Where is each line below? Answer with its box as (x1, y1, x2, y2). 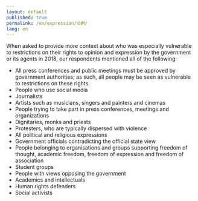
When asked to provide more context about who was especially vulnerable (6, 42, 192, 50)
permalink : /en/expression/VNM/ (6, 20, 88, 26)
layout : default (6, 8, 47, 15)
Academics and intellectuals (14, 176, 86, 183)
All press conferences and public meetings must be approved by (14, 67, 176, 74)
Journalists (14, 93, 43, 100)
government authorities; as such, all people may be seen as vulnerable (14, 73, 191, 81)
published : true (6, 15, 47, 21)
